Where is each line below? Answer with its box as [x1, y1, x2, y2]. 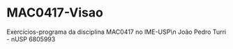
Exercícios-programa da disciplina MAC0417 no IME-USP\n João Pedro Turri [6, 28, 227, 36]
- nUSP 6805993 [6, 35, 56, 43]
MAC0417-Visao [6, 5, 104, 21]
